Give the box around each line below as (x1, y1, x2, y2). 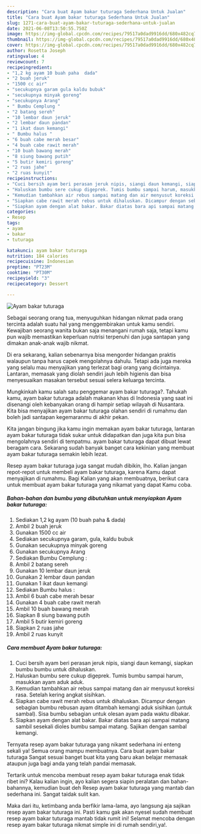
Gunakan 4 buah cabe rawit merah (15, 598, 101, 606)
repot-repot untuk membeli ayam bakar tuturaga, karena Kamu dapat (7, 468, 177, 475)
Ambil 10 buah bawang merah (15, 605, 89, 612)
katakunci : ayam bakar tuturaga (7, 248, 87, 253)
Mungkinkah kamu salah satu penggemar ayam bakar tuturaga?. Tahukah (7, 388, 187, 395)
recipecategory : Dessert (7, 280, 69, 287)
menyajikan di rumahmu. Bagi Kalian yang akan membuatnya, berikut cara (7, 475, 188, 482)
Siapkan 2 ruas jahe (15, 624, 64, 631)
